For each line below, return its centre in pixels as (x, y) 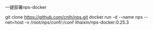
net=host (14, 22)
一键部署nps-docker (26, 7)
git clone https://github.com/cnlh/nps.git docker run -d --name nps (74, 17)
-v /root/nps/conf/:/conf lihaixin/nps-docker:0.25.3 (77, 22)
